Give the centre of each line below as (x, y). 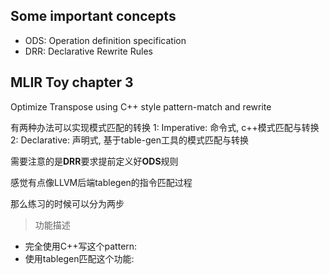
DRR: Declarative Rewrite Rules (88, 51)
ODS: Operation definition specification (105, 40)
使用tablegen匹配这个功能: (79, 258)
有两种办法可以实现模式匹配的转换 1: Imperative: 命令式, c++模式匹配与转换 (165, 127)
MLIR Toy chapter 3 (72, 82)
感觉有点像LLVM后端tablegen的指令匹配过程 (101, 182)
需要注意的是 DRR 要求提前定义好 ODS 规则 (94, 161)
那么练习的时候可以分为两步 (67, 203)
